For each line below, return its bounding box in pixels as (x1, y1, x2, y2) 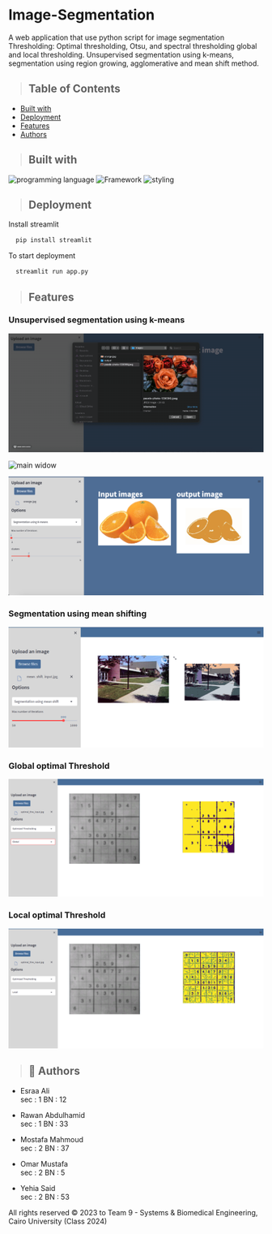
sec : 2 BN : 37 (19, 1143, 70, 1153)
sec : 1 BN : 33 (19, 1119, 69, 1128)
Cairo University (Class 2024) (8, 1216, 108, 1226)
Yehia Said (19, 1183, 56, 1193)
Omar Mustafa (19, 1158, 69, 1168)
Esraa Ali (19, 1085, 50, 1095)
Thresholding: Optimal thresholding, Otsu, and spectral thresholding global (8, 41, 257, 50)
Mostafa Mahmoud (19, 1134, 83, 1144)
